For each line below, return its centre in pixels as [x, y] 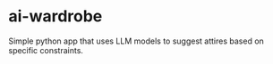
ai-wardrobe [55, 16]
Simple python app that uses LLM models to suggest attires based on [136, 41]
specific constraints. [46, 50]
